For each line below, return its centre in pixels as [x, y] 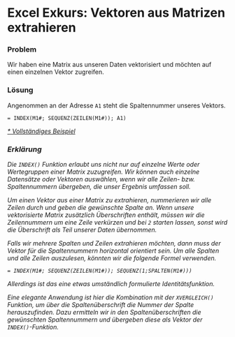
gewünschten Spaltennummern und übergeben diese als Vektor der [105, 320]
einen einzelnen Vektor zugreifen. [56, 72]
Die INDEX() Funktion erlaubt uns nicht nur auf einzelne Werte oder [104, 165]
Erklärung [24, 149]
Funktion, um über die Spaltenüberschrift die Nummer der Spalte [101, 305]
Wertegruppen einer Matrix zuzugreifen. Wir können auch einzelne [104, 172]
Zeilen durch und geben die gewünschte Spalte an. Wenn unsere [101, 208]
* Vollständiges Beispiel [41, 131]
